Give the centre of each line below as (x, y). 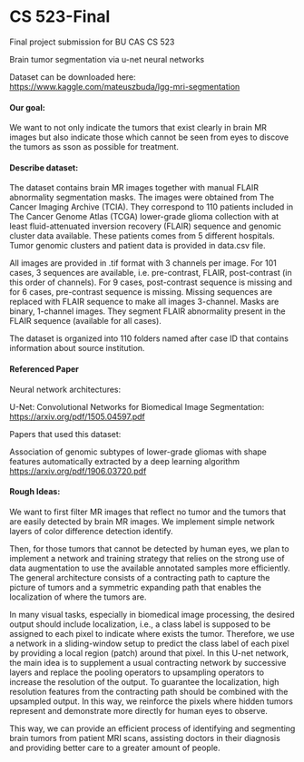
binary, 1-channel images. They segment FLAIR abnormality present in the (147, 311)
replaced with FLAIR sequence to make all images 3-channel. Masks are (144, 302)
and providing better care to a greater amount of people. (115, 747)
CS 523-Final (60, 17)
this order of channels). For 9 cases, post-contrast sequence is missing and (151, 282)
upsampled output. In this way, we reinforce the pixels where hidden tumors (151, 701)
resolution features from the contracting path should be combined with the (149, 691)
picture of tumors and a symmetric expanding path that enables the (135, 587)
